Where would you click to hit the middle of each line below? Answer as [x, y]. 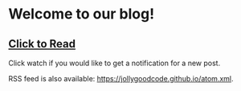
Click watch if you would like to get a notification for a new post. [114, 63]
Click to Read [42, 44]
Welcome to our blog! [82, 14]
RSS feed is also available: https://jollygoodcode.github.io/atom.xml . [121, 79]
